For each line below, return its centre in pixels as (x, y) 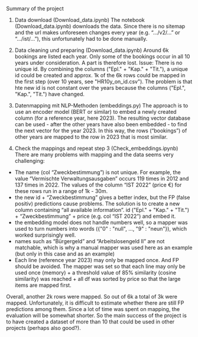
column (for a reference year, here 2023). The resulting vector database (103, 118)
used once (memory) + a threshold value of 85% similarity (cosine (95, 273)
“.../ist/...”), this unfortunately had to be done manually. (81, 39)
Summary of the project (35, 9)
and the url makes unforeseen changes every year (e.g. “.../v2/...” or (97, 32)
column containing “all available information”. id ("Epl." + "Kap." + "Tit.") (102, 210)
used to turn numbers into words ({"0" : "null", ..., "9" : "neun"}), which (101, 229)
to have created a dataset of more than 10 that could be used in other (90, 322)
